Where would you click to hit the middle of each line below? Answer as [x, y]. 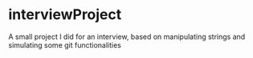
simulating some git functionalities [65, 44]
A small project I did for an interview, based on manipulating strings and [127, 37]
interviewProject [65, 15]
